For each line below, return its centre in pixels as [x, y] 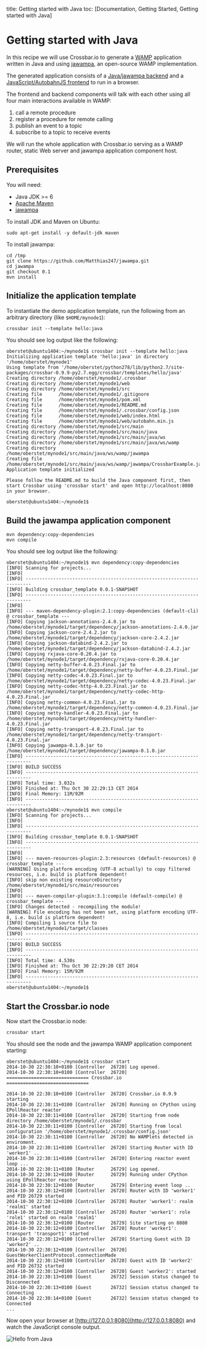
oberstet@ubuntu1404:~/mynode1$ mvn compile [64, 810]
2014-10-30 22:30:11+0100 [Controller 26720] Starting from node [93, 1116]
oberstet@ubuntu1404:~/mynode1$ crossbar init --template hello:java [97, 351]
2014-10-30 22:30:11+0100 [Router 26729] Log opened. [83, 1169]
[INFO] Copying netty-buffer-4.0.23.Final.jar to [71, 665]
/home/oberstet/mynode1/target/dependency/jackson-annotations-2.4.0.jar [103, 627]
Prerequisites [32, 170]
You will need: [24, 184]
